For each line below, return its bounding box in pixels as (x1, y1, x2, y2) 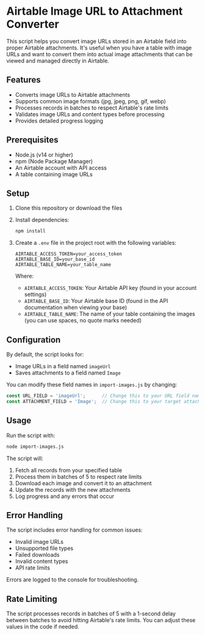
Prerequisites (6, 135, 59, 145)
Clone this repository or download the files (15, 204, 123, 212)
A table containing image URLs (15, 170, 93, 178)
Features (6, 75, 41, 85)
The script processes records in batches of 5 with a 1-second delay (6, 610, 176, 617)
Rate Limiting (6, 593, 57, 604)
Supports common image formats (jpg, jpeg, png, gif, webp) (15, 97, 167, 105)
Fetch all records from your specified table (15, 466, 123, 473)
